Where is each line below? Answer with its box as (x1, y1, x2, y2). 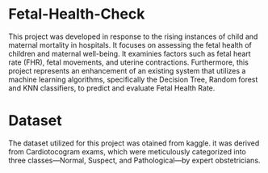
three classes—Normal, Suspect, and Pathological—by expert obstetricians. (8, 155, 261, 165)
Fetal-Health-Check (8, 5, 145, 23)
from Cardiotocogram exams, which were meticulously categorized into (8, 146, 246, 156)
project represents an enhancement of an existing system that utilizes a (8, 65, 246, 75)
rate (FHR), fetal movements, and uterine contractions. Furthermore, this (8, 57, 249, 67)
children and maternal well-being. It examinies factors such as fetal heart (8, 49, 252, 58)
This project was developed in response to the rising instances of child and (8, 32, 258, 41)
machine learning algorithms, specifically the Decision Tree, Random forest (8, 74, 258, 84)
